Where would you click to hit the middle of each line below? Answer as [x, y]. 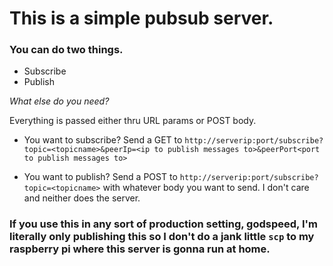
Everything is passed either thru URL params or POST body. [133, 121]
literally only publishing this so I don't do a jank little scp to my [162, 237]
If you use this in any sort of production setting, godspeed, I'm [163, 224]
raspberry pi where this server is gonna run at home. [140, 249]
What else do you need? [59, 101]
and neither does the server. [82, 198]
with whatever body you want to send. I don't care [206, 188]
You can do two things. [66, 50]
